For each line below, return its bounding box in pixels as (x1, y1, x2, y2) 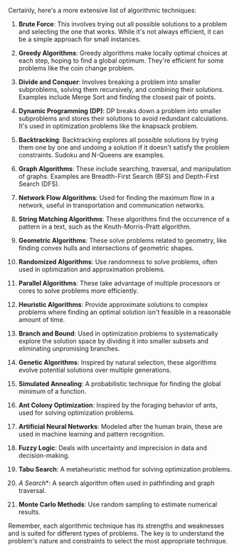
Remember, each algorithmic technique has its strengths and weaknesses (8, 521, 225, 530)
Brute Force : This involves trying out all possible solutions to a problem (18, 20, 227, 28)
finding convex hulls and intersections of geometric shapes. (18, 244, 194, 252)
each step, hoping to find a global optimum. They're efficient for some (18, 56, 224, 65)
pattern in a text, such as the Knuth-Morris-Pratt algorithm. (18, 222, 191, 231)
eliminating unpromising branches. (18, 345, 120, 353)
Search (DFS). (18, 179, 60, 188)
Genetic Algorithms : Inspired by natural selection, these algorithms (18, 358, 217, 366)
